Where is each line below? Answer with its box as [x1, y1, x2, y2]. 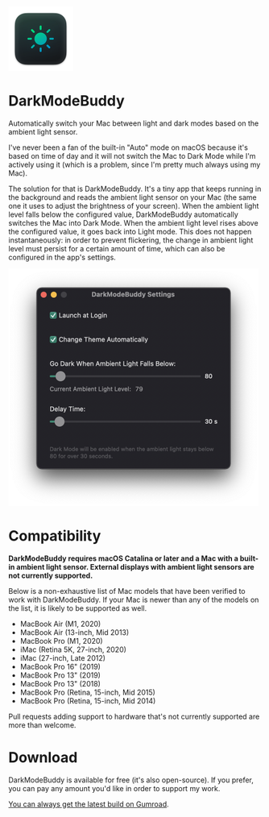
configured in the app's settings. [8, 252, 117, 262]
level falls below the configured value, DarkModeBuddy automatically [8, 209, 239, 219]
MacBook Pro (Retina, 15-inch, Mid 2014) [19, 695, 156, 706]
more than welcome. [8, 720, 77, 730]
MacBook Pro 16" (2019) [19, 661, 101, 671]
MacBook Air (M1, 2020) [19, 619, 101, 628]
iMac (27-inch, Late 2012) [19, 653, 106, 662]
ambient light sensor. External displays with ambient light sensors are [15, 562, 255, 571]
